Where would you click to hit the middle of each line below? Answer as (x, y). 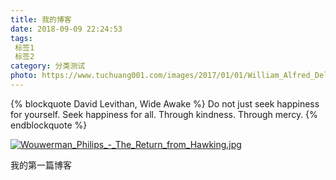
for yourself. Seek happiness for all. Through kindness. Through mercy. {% (164, 114)
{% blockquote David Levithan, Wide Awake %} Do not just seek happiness (165, 103)
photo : (24, 76)
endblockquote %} (49, 125)
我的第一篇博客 (41, 165)
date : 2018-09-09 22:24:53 (66, 29)
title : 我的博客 (41, 19)
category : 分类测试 (48, 66)
